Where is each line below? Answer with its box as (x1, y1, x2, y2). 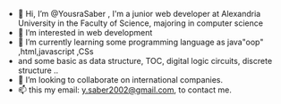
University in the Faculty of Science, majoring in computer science (17, 18, 264, 28)
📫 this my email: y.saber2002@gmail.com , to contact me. (17, 84, 233, 95)
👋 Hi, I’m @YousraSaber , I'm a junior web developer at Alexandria (17, 9, 261, 19)
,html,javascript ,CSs (17, 46, 94, 57)
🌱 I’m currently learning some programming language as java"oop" (17, 36, 264, 47)
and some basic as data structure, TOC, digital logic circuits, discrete (17, 56, 273, 66)
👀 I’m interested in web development (17, 28, 153, 37)
